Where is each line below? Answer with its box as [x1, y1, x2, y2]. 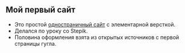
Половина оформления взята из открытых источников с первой [14, 33, 180, 41]
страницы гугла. [14, 40, 57, 47]
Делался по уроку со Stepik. [14, 27, 88, 34]
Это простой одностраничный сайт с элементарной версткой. [14, 20, 176, 28]
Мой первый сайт [5, 5, 76, 15]
